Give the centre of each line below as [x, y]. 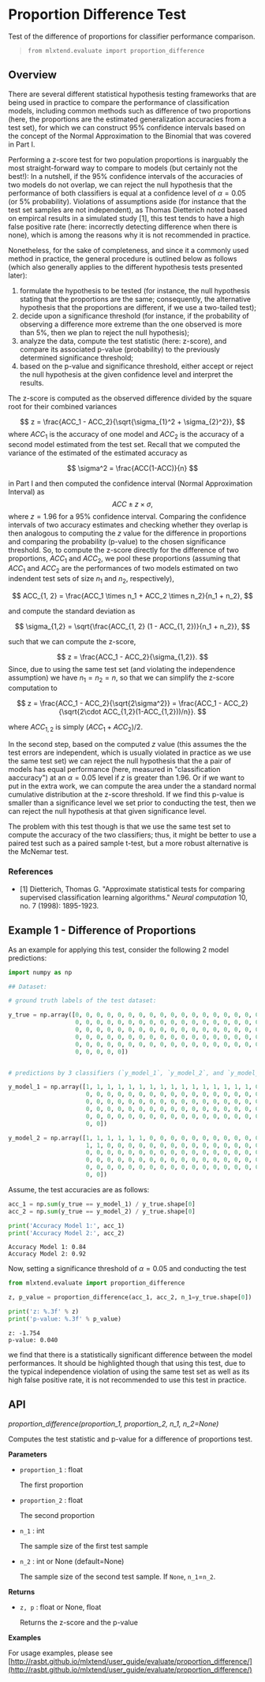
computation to [33, 688]
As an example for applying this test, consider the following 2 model [119, 949]
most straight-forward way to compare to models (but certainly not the [123, 168]
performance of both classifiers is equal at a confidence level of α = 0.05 [127, 193]
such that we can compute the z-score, [72, 641]
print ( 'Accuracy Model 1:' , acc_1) [67, 1225]
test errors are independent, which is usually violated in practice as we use [130, 752]
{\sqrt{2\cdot [80, 711]
